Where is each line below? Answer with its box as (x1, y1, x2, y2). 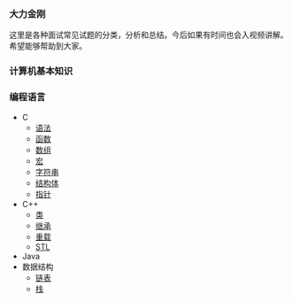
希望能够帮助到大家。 (9, 41, 87, 51)
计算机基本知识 (9, 65, 73, 77)
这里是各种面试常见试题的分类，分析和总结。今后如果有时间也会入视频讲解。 (9, 29, 288, 41)
